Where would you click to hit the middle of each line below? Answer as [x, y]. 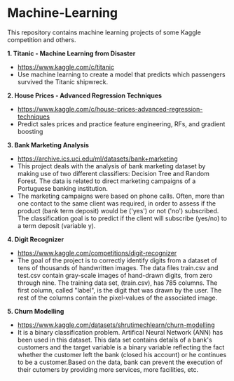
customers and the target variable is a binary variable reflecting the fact [121, 347]
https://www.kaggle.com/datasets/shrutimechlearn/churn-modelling [116, 325]
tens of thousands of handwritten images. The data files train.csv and [118, 267]
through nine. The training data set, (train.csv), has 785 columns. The [117, 283]
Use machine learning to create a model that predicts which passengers [121, 74]
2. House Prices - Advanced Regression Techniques [85, 95]
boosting [30, 131]
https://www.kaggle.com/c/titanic [66, 67]
